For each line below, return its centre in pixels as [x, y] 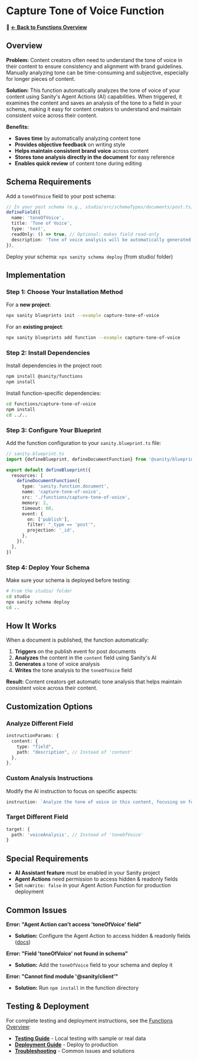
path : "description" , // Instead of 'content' [75, 752]
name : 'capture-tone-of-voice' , [61, 492]
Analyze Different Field [40, 723]
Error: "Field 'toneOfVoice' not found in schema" [67, 953]
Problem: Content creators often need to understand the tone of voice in [94, 60]
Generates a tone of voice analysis [57, 664]
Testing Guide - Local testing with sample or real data [80, 1038]
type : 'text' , [29, 229]
